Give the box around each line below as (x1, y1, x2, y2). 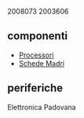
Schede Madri (18, 58, 64, 68)
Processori (18, 50, 54, 60)
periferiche (7, 82, 64, 95)
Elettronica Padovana (7, 102, 76, 112)
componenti (7, 29, 68, 42)
